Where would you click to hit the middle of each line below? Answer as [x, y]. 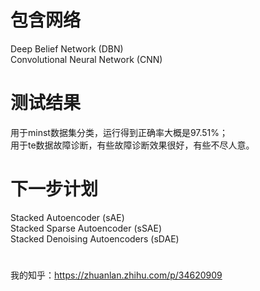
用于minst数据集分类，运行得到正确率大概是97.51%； [119, 132]
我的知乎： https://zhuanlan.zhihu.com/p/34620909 [116, 275]
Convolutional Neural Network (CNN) [86, 59]
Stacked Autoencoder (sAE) [67, 217]
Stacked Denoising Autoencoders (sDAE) [95, 238]
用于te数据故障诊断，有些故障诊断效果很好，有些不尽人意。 [132, 145]
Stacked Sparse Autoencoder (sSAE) [86, 228]
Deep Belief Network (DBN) [67, 48]
